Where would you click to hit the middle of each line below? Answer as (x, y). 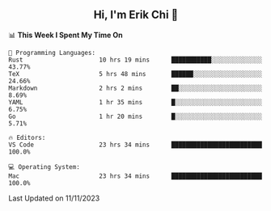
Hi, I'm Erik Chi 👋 (136, 15)
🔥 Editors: (27, 137)
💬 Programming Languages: (52, 53)
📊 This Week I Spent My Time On (66, 35)
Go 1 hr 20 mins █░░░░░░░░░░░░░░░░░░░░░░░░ (135, 116)
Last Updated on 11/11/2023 (54, 198)
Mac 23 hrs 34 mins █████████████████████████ (135, 176)
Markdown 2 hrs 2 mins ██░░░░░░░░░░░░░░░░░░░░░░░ (135, 88)
